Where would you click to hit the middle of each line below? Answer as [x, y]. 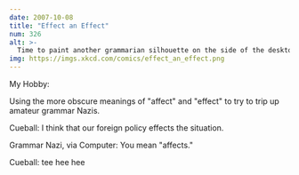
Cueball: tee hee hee [47, 162]
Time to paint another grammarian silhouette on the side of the [141, 51]
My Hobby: [30, 84]
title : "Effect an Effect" [59, 26]
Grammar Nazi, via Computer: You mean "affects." [101, 145]
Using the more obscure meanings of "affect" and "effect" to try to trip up [145, 101]
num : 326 [25, 34]
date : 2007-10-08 [41, 17]
